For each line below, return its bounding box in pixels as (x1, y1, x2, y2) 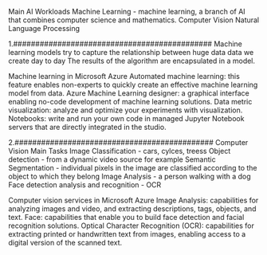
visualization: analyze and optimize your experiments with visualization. (8, 105, 243, 115)
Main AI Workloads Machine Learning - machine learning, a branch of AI (8, 7, 245, 16)
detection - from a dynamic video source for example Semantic (8, 155, 217, 164)
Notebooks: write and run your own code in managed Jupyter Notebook (8, 114, 245, 123)
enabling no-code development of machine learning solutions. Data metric (8, 97, 253, 106)
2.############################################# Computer (8, 138, 249, 147)
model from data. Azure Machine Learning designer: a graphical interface (8, 88, 249, 98)
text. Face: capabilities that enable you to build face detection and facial (8, 213, 245, 222)
